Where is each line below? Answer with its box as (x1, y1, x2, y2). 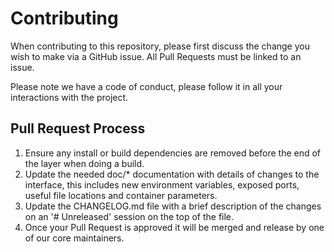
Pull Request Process (10, 120, 146, 137)
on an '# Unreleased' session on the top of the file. (24, 210, 235, 222)
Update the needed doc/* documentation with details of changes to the (24, 168, 320, 180)
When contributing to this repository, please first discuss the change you (10, 40, 310, 52)
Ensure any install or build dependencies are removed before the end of (24, 147, 322, 159)
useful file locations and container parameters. (24, 189, 218, 201)
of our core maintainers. (24, 232, 125, 244)
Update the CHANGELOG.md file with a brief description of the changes (24, 200, 322, 212)
